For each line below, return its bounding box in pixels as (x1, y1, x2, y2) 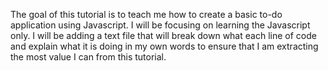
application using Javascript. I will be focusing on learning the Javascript (10, 19, 311, 31)
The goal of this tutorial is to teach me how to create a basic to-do (10, 9, 283, 20)
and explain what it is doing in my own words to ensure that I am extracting (10, 40, 319, 52)
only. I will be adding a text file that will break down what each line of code (10, 30, 317, 41)
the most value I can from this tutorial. (10, 51, 167, 63)
